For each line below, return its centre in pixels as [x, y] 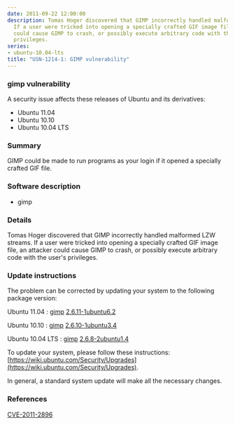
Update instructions [42, 275]
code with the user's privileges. [52, 257]
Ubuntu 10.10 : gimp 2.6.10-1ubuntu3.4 [62, 326]
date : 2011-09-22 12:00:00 [47, 14]
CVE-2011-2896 [30, 414]
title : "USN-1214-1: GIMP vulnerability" [69, 60]
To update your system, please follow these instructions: [88, 353]
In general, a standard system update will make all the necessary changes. [115, 381]
